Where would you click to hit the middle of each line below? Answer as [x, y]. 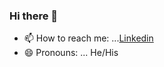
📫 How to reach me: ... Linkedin [88, 38]
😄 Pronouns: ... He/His [71, 53]
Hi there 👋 [34, 16]
